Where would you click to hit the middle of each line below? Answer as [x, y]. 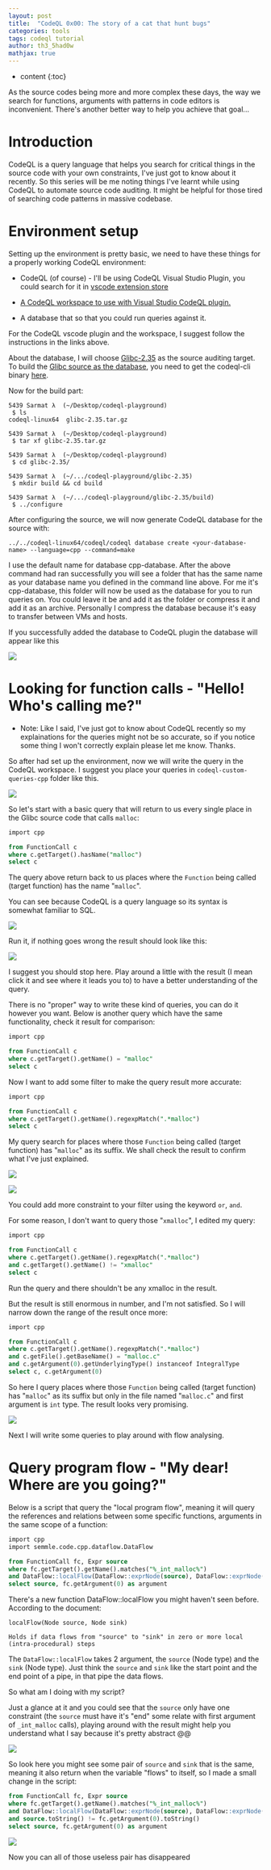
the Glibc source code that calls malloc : [74, 817]
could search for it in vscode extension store [94, 286]
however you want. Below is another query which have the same [116, 1013]
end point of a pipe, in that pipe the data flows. [86, 1676]
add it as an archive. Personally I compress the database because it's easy [132, 608]
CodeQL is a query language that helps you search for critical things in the [132, 164]
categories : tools [39, 31]
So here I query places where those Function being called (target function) [132, 1387]
